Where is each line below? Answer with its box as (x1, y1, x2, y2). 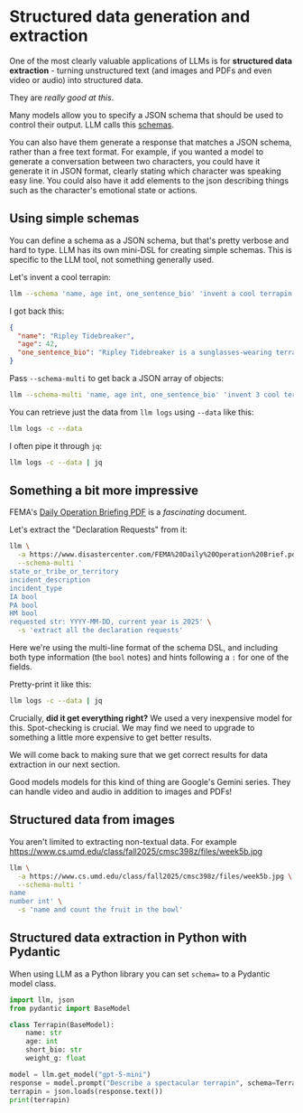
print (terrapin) (9, 1095, 70, 1104)
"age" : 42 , (17, 340, 59, 349)
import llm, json (9, 996, 75, 1005)
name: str (25, 1028, 63, 1038)
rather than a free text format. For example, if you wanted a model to (9, 146, 264, 157)
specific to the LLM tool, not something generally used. (9, 254, 215, 265)
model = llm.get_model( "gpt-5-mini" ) (9, 1070, 151, 1079)
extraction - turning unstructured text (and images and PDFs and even (9, 65, 272, 76)
